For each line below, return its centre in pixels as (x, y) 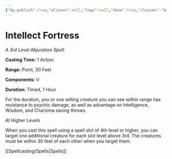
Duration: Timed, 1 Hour (31, 89)
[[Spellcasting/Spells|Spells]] (36, 151)
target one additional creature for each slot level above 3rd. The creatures (83, 135)
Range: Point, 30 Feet (28, 69)
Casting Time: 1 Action (29, 59)
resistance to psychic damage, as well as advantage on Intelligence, (77, 105)
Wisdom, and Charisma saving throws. (46, 110)
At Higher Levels (23, 120)
